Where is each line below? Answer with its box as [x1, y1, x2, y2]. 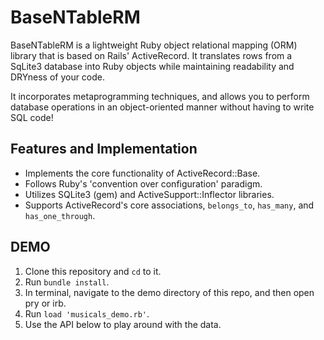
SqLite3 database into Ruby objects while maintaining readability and [10, 60, 295, 72]
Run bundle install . [24, 276, 110, 288]
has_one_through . [24, 209, 96, 221]
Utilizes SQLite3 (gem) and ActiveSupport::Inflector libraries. [24, 188, 275, 200]
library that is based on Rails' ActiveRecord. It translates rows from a [10, 49, 293, 61]
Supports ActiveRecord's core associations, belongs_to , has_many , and [24, 199, 315, 211]
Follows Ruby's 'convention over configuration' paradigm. [24, 177, 263, 190]
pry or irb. [24, 297, 67, 309]
